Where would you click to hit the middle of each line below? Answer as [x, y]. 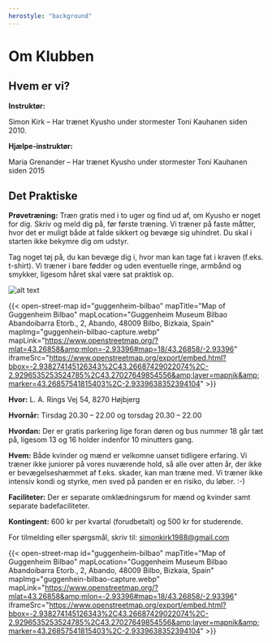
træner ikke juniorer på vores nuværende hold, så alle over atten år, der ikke [135, 464]
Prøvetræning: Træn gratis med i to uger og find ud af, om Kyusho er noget [135, 216]
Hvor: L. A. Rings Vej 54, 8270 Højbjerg [74, 400]
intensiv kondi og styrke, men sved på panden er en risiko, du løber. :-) [127, 482]
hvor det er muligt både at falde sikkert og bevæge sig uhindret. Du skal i [130, 233]
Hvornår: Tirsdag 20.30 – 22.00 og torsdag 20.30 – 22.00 [105, 415]
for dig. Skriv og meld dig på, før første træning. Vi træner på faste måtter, [132, 224]
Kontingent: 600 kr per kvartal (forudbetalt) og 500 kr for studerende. [126, 522]
